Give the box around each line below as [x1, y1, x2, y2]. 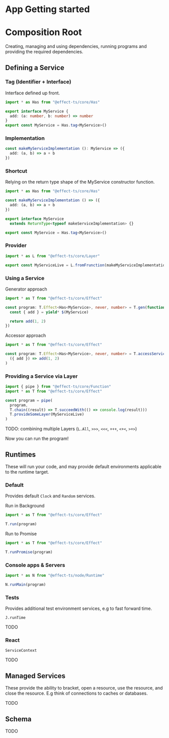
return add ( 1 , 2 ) [10, 319, 46, 324]
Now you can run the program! [5, 435, 69, 442]
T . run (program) [5, 522, 37, 527]
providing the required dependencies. [5, 49, 83, 55]
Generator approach [5, 286, 47, 292]
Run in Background [5, 503, 45, 509]
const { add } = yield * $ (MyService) [10, 309, 89, 315]
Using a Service [5, 274, 45, 281]
